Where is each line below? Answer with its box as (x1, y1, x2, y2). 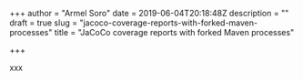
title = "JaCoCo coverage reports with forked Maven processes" (54, 27, 295, 37)
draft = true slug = (9, 17, 78, 28)
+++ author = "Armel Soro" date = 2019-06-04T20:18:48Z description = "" (9, 8, 289, 18)
